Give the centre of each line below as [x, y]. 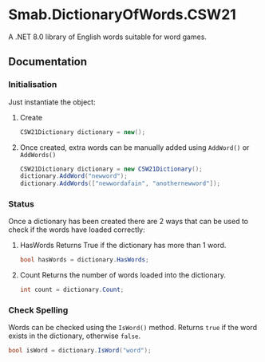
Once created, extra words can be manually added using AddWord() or [134, 147]
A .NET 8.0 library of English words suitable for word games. [108, 37]
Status [21, 204]
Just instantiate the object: [52, 102]
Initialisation [33, 85]
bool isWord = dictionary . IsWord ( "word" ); [80, 351]
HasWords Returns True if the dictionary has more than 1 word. [123, 246]
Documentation [48, 62]
